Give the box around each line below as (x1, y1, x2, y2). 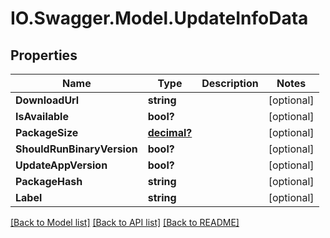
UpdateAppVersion (15, 158, 108, 172)
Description (201, 77, 259, 90)
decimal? (147, 126, 193, 139)
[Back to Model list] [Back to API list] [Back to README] (10, 217, 240, 228)
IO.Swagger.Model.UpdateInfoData (10, 7, 309, 30)
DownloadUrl (15, 93, 80, 107)
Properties (10, 47, 78, 64)
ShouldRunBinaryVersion (15, 142, 138, 156)
